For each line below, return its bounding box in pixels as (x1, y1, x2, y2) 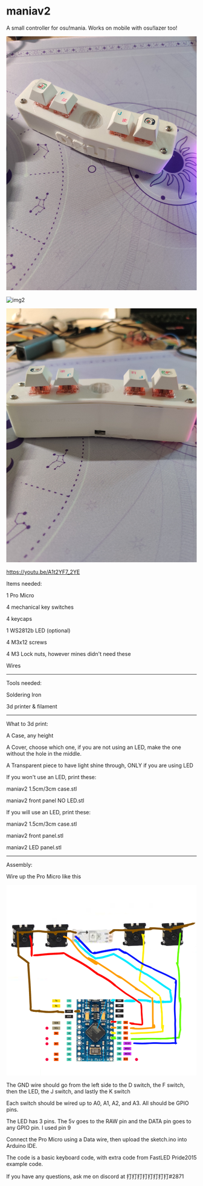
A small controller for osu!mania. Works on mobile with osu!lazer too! (6, 24, 178, 31)
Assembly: (6, 861, 33, 868)
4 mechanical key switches (6, 603, 74, 611)
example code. (6, 1160, 43, 1167)
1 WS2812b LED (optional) (6, 627, 71, 634)
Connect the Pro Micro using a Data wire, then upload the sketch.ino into (6, 1135, 187, 1143)
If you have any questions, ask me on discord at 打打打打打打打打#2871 (6, 1173, 184, 1180)
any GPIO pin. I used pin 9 (6, 1124, 71, 1131)
